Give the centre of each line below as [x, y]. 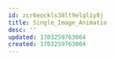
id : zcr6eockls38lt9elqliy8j [56, 15]
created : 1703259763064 [47, 44]
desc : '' [22, 30]
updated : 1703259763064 [47, 37]
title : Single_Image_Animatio [58, 23]
